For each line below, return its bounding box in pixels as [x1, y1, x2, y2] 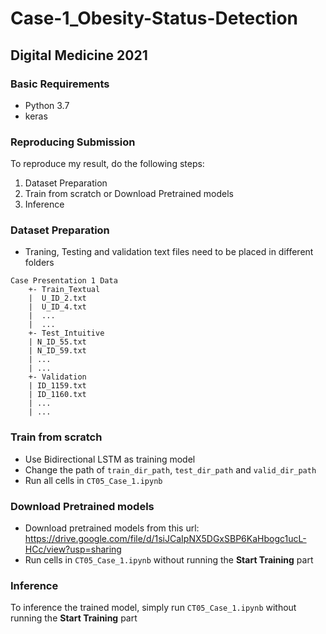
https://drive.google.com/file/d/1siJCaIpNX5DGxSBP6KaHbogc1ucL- [24, 533, 307, 545]
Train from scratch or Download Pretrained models [24, 188, 234, 200]
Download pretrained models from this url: [24, 522, 200, 534]
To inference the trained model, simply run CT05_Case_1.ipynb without [10, 602, 297, 614]
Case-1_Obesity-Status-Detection [10, 7, 299, 30]
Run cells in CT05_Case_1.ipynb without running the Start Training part [24, 554, 314, 566]
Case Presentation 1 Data [10, 276, 118, 286]
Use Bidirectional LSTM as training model [24, 453, 196, 465]
